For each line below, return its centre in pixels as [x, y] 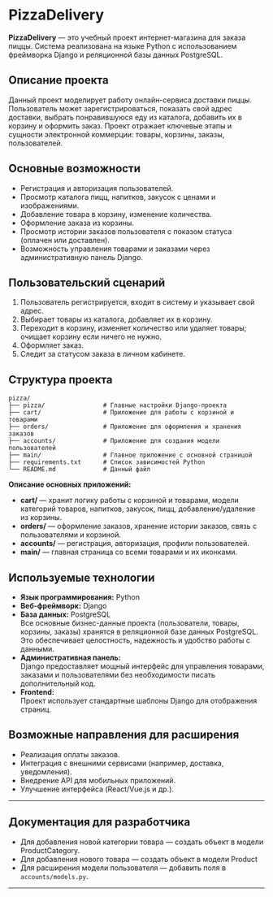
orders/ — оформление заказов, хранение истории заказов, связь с [139, 526]
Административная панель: [70, 657]
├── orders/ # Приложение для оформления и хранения [125, 427]
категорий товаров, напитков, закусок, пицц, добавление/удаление [138, 509]
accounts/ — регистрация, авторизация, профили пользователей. [134, 544]
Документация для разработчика [100, 822]
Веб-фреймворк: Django [63, 606]
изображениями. [50, 206]
